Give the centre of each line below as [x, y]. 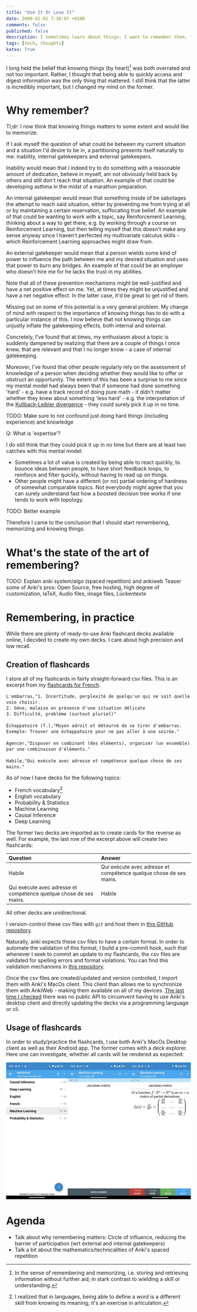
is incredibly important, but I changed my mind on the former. [80, 87]
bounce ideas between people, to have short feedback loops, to [92, 469]
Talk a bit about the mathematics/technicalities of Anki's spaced [92, 1250]
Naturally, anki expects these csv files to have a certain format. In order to [95, 942]
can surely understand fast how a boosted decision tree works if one [98, 493]
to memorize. [22, 133]
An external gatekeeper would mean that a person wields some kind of [91, 253]
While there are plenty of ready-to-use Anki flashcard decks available [90, 634]
